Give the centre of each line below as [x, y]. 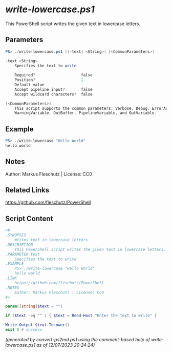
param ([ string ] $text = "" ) [34, 306]
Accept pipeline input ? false [54, 89]
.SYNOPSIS [16, 235]
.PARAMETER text [23, 254]
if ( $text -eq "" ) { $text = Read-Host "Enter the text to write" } [81, 316]
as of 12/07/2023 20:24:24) [66, 345]
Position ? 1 [49, 80]
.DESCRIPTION [19, 245]
